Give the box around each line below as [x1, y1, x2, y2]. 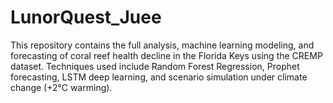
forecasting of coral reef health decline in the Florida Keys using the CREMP [10, 49, 323, 61]
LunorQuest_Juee [10, 6, 162, 29]
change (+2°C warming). [10, 81, 113, 93]
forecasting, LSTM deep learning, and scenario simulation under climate [10, 71, 308, 83]
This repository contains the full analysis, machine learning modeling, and [10, 39, 315, 51]
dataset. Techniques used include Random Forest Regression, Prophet [10, 60, 300, 72]
